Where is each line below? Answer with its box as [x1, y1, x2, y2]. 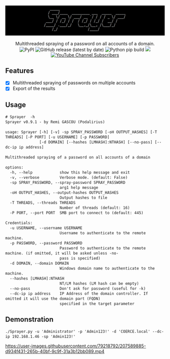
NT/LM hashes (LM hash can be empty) [59, 281, 139, 286]
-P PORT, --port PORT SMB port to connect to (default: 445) [10, 211, 144, 216]
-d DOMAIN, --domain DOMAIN [10, 261, 69, 266]
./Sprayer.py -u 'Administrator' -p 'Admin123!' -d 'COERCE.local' [5, 329, 151, 334]
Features [5, 66, 34, 75]
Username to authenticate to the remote [59, 231, 146, 236]
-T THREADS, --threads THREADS [10, 200, 76, 206]
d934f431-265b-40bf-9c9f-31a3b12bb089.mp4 [5, 348, 105, 354]
